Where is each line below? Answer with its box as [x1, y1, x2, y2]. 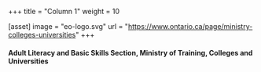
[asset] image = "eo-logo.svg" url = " [8, 22, 128, 31]
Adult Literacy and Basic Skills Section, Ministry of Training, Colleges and [8, 48, 253, 57]
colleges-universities [8, 31, 76, 39]
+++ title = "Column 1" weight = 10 [8, 7, 120, 16]
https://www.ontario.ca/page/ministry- [127, 22, 253, 31]
